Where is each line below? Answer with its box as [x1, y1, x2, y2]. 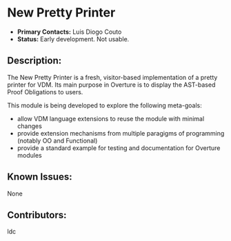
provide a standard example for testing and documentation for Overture [17, 143, 221, 152]
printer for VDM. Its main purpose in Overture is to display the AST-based [7, 81, 216, 89]
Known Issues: [7, 171, 72, 183]
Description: [7, 55, 62, 67]
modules [17, 151, 43, 159]
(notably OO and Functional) [17, 136, 98, 145]
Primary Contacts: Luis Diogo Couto [17, 28, 122, 36]
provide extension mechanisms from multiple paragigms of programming [17, 129, 225, 137]
